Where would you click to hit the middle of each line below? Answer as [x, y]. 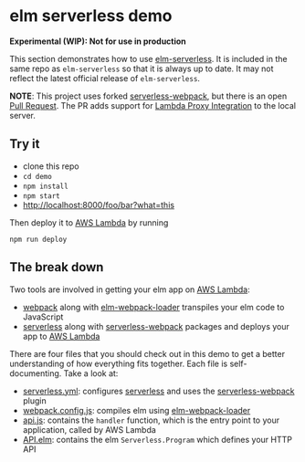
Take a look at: [91, 373]
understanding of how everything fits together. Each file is [119, 363]
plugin [35, 400]
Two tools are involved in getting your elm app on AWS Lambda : [130, 289]
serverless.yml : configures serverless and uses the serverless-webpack [158, 391]
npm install [45, 186]
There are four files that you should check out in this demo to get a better [147, 353]
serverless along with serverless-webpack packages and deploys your [156, 326]
